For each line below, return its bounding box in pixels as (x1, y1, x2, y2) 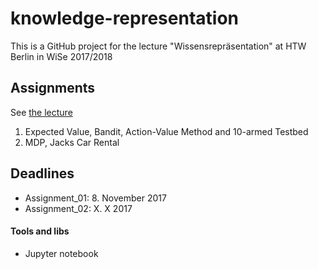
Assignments (10, 80, 96, 97)
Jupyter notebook (24, 247, 99, 259)
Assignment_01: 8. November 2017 (24, 192, 167, 204)
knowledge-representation (10, 7, 239, 30)
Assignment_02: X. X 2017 (24, 202, 133, 214)
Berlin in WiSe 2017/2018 (10, 50, 113, 62)
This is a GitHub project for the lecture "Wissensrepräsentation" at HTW (10, 40, 307, 52)
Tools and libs (10, 225, 70, 237)
